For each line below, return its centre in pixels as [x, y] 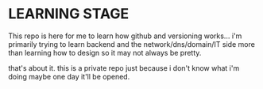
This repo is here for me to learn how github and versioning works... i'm [125, 36]
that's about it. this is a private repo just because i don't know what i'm [124, 68]
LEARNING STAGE [69, 14]
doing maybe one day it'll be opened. [69, 76]
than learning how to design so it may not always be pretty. [105, 52]
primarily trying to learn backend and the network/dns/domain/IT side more [132, 44]
